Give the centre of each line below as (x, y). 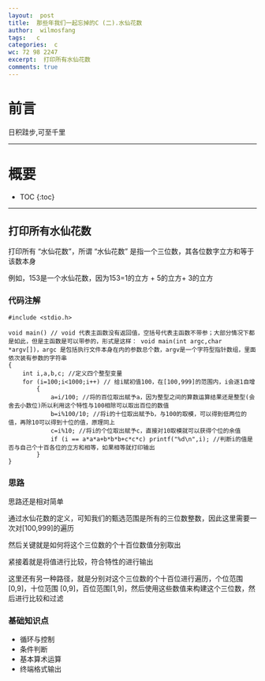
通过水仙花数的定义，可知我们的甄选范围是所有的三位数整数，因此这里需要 (129, 518)
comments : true (33, 67)
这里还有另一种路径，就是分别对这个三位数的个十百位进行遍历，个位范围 (125, 579)
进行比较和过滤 (39, 599)
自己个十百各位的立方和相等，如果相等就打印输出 (87, 448)
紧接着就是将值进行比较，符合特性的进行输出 (81, 562)
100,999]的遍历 (50, 528)
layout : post (32, 15)
